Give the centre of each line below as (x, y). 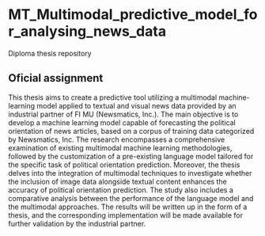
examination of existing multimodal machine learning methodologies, (120, 147)
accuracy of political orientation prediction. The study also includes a (121, 190)
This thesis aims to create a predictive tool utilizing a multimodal (113, 97)
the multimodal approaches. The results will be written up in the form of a (128, 207)
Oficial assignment (56, 78)
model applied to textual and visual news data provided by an (136, 105)
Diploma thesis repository (50, 53)
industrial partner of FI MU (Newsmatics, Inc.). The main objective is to (123, 114)
